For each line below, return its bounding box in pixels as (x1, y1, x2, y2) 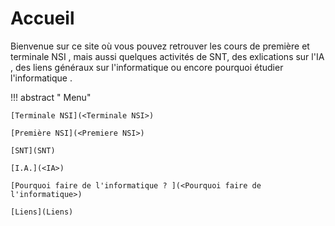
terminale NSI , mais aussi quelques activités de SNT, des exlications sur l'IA (10, 50, 325, 62)
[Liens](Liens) (10, 207, 74, 217)
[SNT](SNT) (10, 145, 56, 156)
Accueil (10, 7, 75, 30)
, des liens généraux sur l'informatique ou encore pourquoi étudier (10, 61, 284, 73)
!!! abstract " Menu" (10, 91, 92, 103)
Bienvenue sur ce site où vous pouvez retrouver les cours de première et (10, 40, 310, 52)
